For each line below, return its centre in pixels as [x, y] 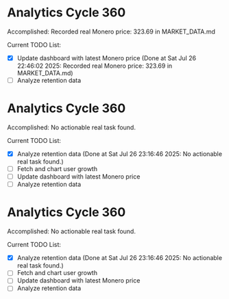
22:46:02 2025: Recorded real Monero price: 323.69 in [95, 66]
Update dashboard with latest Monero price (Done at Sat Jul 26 [107, 58]
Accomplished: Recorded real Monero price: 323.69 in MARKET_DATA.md [111, 31]
